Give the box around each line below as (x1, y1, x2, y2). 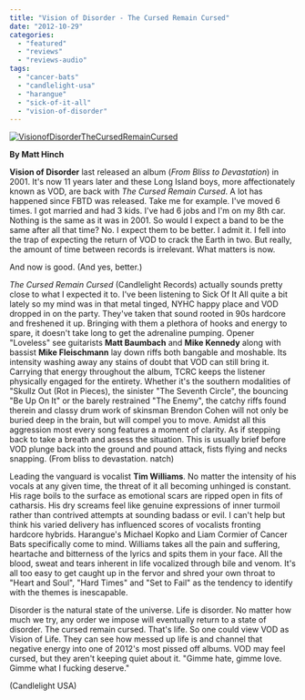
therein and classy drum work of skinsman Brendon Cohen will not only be (9, 405, 289, 416)
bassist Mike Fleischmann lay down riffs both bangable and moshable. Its (9, 347, 287, 358)
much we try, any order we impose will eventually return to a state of (9, 614, 267, 625)
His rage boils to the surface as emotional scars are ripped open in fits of (9, 491, 284, 502)
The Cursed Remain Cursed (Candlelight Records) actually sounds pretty (9, 279, 283, 290)
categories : (9, 30, 55, 39)
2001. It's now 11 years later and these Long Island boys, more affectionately (9, 177, 296, 188)
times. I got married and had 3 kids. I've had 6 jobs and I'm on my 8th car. (9, 206, 286, 217)
